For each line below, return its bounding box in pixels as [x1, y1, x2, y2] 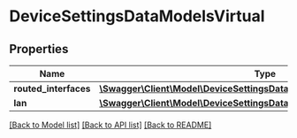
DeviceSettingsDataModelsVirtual [9, 6, 265, 27]
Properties [9, 42, 69, 57]
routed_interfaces [13, 82, 91, 95]
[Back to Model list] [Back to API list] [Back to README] [9, 119, 212, 130]
